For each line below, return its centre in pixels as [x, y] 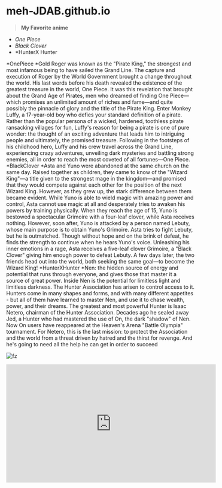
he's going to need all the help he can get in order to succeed [82, 344]
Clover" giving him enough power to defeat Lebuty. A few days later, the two [100, 255]
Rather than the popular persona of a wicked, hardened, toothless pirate [95, 121]
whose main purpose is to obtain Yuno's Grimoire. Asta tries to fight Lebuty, [100, 229]
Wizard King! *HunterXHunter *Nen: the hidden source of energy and [92, 268]
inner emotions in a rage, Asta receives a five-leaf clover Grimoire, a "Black [99, 249]
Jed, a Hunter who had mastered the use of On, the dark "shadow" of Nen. [98, 319]
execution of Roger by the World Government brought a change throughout [99, 76]
